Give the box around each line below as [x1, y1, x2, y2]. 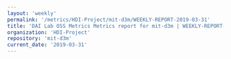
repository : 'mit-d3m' [7, 35, 72, 42]
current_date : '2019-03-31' [7, 41, 88, 48]
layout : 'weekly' [7, 9, 57, 17]
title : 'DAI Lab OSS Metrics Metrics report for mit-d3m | [7, 22, 180, 29]
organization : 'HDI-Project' [7, 28, 91, 36]
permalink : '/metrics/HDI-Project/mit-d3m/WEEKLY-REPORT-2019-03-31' [7, 16, 211, 23]
